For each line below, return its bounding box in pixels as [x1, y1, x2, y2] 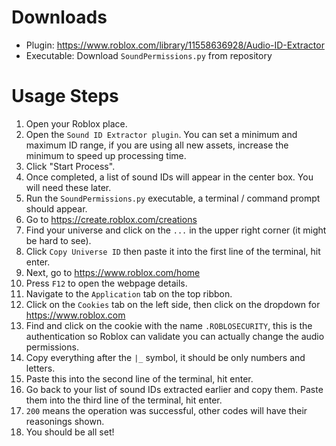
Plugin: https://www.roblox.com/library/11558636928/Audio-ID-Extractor [25, 39, 325, 51]
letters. [25, 362, 56, 374]
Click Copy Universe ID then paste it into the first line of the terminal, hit [25, 245, 321, 257]
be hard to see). [25, 234, 92, 246]
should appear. [25, 202, 88, 215]
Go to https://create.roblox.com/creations [25, 213, 198, 225]
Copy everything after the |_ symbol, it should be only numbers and [25, 351, 306, 363]
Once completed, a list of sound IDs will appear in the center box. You [25, 171, 314, 183]
